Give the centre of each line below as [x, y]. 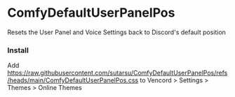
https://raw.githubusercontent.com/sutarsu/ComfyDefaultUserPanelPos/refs [117, 73]
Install [18, 50]
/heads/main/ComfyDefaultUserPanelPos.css [73, 80]
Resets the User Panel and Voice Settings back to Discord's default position [117, 32]
